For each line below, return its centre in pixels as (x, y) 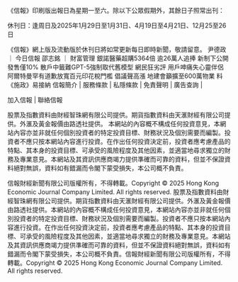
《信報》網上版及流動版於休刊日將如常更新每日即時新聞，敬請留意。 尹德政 (117, 49)
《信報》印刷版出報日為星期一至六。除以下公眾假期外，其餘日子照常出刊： (116, 10)
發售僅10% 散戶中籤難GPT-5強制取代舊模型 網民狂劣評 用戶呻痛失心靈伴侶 (116, 67)
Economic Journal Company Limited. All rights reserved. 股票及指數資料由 (115, 192)
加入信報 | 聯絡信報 (35, 100)
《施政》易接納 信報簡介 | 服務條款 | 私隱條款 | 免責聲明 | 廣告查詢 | (105, 85)
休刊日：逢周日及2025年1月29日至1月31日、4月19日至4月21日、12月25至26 (117, 26)
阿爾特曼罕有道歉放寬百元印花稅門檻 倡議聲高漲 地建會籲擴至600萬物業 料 (115, 76)
